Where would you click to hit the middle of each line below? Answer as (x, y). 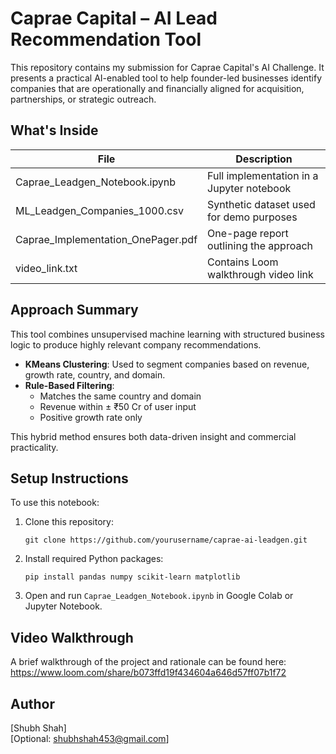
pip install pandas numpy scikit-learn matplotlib (132, 577)
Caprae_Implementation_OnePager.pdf (106, 239)
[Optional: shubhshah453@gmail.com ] (90, 738)
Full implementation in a (263, 175)
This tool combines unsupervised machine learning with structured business (167, 334)
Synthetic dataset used (261, 204)
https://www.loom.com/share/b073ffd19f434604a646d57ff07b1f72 (148, 673)
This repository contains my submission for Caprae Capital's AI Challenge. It (167, 67)
